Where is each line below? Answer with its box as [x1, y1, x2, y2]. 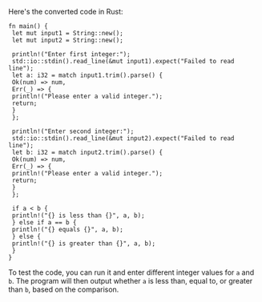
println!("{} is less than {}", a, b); [11, 211, 146, 219]
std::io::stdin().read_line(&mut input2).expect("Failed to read [11, 135, 235, 143]
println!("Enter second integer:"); [11, 127, 135, 135]
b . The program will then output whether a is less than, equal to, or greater [8, 276, 253, 285]
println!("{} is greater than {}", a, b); [11, 240, 156, 248]
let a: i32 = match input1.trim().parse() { [11, 71, 163, 79]
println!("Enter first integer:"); [11, 50, 131, 58]
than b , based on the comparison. [8, 284, 119, 294]
